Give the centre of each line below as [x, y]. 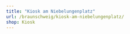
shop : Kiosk [20, 22]
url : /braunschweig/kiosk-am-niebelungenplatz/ [65, 17]
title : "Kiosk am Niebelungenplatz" [51, 11]
